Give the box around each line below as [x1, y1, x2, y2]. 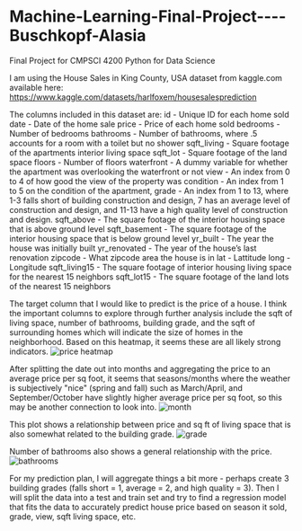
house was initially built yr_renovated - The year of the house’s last [9, 243, 257, 253]
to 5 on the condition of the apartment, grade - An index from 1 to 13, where [9, 185, 289, 196]
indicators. [9, 346, 49, 357]
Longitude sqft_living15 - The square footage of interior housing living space [9, 261, 292, 272]
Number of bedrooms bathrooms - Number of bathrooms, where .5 [9, 128, 258, 138]
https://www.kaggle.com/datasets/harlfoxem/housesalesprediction [9, 92, 258, 102]
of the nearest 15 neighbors [9, 280, 111, 291]
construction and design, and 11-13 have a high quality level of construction [9, 204, 289, 215]
